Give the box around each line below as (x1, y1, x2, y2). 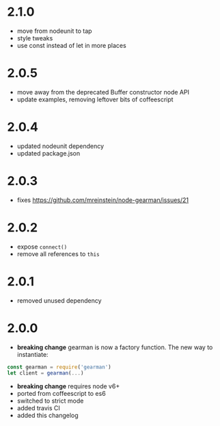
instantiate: (16, 350, 49, 358)
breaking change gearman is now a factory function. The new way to (16, 343, 213, 351)
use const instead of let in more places (16, 41, 126, 49)
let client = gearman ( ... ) (7, 370, 84, 377)
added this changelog (16, 412, 79, 420)
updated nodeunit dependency (16, 142, 105, 150)
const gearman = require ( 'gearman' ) (7, 364, 111, 371)
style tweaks (16, 34, 53, 42)
